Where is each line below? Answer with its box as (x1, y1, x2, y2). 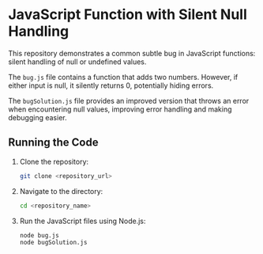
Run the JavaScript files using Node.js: (19, 216, 146, 226)
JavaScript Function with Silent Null (8, 6, 247, 24)
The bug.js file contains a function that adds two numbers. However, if (8, 72, 239, 82)
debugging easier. (8, 112, 67, 122)
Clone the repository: (19, 157, 89, 166)
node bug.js (19, 231, 59, 239)
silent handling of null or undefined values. (8, 57, 147, 66)
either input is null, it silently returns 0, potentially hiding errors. (8, 81, 214, 90)
